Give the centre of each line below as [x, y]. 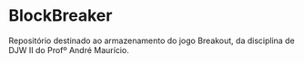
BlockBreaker [61, 16]
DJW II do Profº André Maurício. [69, 49]
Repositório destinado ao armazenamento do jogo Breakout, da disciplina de [152, 40]
